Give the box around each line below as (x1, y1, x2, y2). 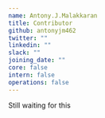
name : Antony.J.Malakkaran (8, 11, 98, 20)
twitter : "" (8, 33, 48, 42)
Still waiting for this (8, 100, 72, 110)
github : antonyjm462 (8, 26, 77, 34)
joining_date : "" (8, 57, 66, 65)
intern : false (8, 71, 56, 79)
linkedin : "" (8, 41, 52, 49)
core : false (8, 64, 48, 72)
